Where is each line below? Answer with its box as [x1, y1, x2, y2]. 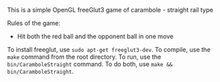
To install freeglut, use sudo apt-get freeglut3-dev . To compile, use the [7, 46, 211, 53]
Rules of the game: [7, 19, 60, 27]
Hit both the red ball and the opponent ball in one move [16, 32, 174, 40]
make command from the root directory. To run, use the [7, 53, 162, 61]
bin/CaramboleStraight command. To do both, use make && [7, 60, 173, 68]
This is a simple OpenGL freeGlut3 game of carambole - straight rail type [7, 6, 214, 14]
